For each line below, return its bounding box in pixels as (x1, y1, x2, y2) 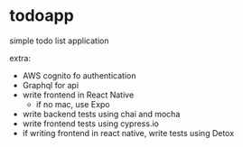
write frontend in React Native (22, 89, 135, 100)
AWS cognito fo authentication (22, 69, 136, 81)
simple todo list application (9, 35, 109, 46)
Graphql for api (22, 79, 79, 90)
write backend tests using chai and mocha (22, 108, 181, 119)
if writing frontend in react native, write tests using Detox (22, 127, 235, 138)
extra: (9, 52, 32, 63)
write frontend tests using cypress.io (22, 118, 160, 129)
